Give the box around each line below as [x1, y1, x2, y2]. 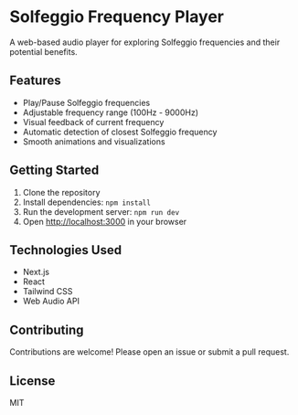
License [9, 373, 56, 388]
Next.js [22, 267, 50, 278]
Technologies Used [9, 242, 122, 258]
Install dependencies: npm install [22, 197, 151, 207]
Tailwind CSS [22, 286, 73, 297]
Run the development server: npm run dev [22, 206, 180, 217]
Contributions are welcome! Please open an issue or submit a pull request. [9, 346, 290, 357]
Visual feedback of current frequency [22, 116, 165, 127]
